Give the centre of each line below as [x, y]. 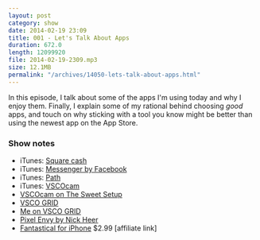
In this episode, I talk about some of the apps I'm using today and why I [125, 97]
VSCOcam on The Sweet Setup [71, 194]
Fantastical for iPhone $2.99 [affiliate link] [88, 228]
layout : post [30, 15]
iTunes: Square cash [53, 161]
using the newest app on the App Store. [73, 122]
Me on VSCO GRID [50, 211]
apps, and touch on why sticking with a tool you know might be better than [130, 114]
